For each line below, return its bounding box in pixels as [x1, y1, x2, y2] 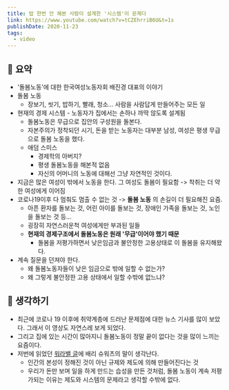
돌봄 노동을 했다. [40, 134, 85, 142]
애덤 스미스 [27, 143, 57, 151]
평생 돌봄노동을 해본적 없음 [37, 160, 110, 169]
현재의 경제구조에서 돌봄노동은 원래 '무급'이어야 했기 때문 [27, 230, 179, 238]
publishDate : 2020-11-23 [7, 23, 79, 30]
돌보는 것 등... [34, 212, 72, 221]
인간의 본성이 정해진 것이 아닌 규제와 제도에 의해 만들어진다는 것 [27, 357, 199, 366]
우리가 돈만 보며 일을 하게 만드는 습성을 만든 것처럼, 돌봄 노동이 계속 [27, 366, 210, 375]
